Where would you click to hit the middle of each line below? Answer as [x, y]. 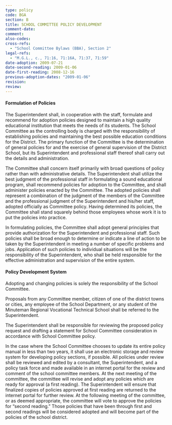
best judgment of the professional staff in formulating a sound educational [84, 179]
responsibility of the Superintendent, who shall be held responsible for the [84, 255]
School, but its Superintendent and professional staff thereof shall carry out [85, 153]
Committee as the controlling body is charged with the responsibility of [80, 131]
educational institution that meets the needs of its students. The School [81, 125]
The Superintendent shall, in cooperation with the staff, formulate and [79, 114]
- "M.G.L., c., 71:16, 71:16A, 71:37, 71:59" [60, 58]
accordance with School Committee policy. [51, 336]
